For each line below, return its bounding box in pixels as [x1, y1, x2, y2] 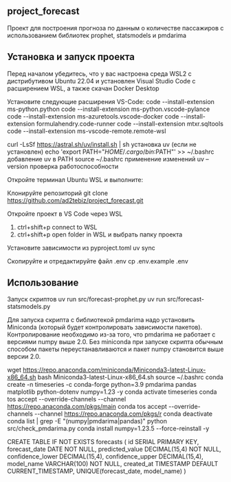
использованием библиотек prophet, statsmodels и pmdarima [7, 31, 187, 39]
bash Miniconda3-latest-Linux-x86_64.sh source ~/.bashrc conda [37, 373, 223, 381]
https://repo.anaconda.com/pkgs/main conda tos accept [7, 403, 167, 411]
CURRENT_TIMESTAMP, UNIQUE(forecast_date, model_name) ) [7, 467, 187, 475]
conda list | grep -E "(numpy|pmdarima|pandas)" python [7, 417, 167, 425]
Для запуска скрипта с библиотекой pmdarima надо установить [7, 316, 195, 324]
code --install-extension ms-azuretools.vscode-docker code [7, 112, 179, 120]
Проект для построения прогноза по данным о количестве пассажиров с [7, 23, 224, 32]
